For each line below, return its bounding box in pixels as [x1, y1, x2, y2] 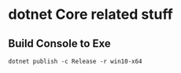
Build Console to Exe [8, 37, 112, 50]
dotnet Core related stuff [8, 5, 173, 24]
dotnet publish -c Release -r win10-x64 [8, 57, 143, 65]
